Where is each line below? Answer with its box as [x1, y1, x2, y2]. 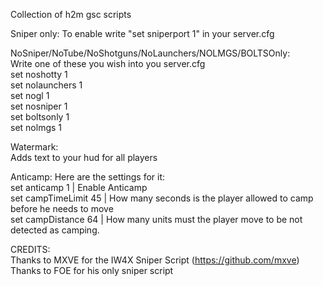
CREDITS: [10, 244, 51, 255]
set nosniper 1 [10, 100, 68, 112]
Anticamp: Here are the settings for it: [10, 171, 166, 183]
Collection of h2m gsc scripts [10, 9, 132, 20]
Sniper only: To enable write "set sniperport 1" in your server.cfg [10, 28, 275, 39]
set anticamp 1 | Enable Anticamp [10, 182, 148, 193]
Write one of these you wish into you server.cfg [10, 58, 206, 69]
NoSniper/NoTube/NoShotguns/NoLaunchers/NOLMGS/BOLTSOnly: [10, 47, 291, 59]
